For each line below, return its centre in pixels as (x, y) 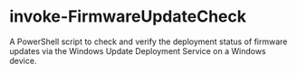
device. (23, 60)
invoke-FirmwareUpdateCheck (128, 17)
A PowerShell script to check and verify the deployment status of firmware (148, 41)
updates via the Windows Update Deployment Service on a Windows (138, 50)
